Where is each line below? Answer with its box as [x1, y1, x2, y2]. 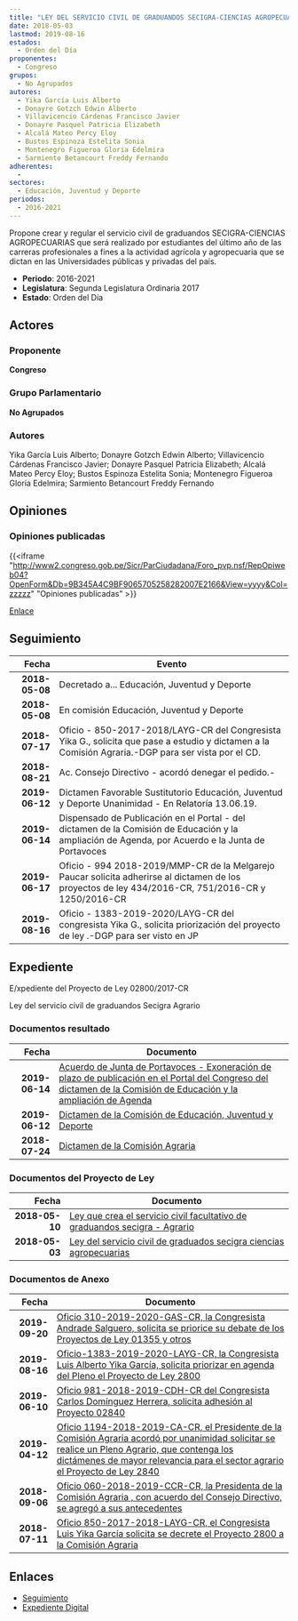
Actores [9, 317, 55, 333]
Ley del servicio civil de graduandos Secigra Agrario [9, 1000, 201, 1011]
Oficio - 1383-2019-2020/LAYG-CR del [59, 907, 235, 919]
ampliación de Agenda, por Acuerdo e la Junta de [59, 833, 265, 846]
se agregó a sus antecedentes [56, 1502, 183, 1514]
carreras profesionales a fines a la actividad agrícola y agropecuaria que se [9, 246, 285, 257]
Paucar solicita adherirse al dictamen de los [59, 871, 241, 883]
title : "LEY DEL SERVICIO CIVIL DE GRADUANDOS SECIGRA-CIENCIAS [9, 12, 252, 22]
